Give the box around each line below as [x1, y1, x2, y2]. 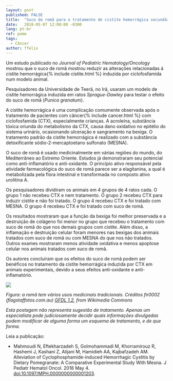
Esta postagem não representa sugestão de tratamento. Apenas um [6, 307, 150, 313]
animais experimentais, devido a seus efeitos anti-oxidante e [6, 266, 134, 272]
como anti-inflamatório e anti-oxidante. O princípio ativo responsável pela [6, 160, 162, 167]
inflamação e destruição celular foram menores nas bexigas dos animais [6, 229, 159, 235]
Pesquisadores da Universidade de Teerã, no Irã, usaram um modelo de [6, 86, 158, 92]
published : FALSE [6, 12, 43, 17]
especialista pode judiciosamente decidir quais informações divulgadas [6, 312, 159, 318]
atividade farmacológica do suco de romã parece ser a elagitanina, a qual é [6, 166, 165, 172]
